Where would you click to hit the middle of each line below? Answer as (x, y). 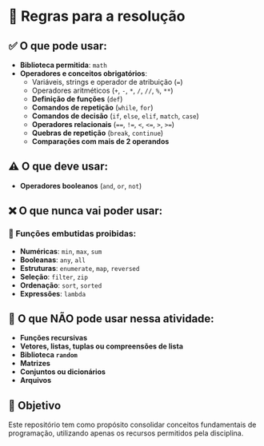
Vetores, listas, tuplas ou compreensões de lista (102, 346)
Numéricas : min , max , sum (61, 251)
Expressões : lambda (53, 293)
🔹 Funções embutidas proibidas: (72, 233)
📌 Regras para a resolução (97, 16)
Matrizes (35, 364)
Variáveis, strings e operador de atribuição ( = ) (107, 82)
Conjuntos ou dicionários (63, 372)
